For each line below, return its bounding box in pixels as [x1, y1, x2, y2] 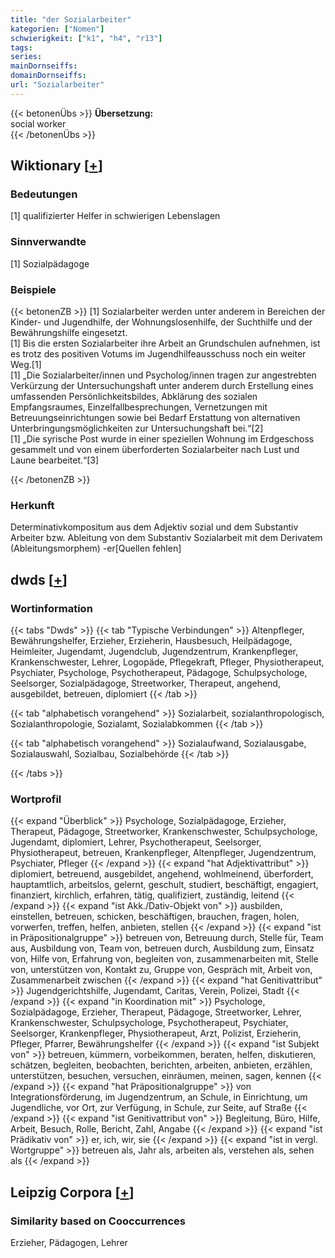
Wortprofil [10, 792, 62, 806]
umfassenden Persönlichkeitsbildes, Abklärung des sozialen [10, 391, 258, 403]
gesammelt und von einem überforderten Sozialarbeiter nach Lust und [10, 444, 300, 456]
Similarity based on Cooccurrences [10, 1214, 186, 1228]
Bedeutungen [10, 187, 78, 201]
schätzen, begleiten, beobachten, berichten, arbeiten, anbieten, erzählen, [10, 1059, 313, 1071]
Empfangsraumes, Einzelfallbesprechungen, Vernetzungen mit [10, 401, 268, 413]
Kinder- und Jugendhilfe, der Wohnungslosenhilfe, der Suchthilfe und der [10, 316, 313, 328]
